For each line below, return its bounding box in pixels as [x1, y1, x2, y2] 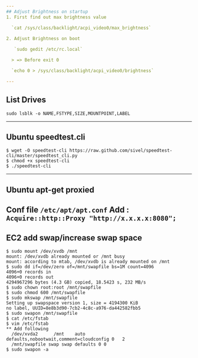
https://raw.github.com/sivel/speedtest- [69, 148, 173, 154]
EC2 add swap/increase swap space [6, 233, 143, 243]
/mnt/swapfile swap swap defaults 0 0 [11, 341, 107, 347]
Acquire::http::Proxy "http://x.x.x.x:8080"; [6, 214, 177, 223]
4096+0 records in [6, 269, 51, 275]
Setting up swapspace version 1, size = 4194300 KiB [6, 300, 138, 306]
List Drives [6, 95, 46, 105]
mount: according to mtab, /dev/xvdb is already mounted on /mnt [6, 258, 170, 265]
